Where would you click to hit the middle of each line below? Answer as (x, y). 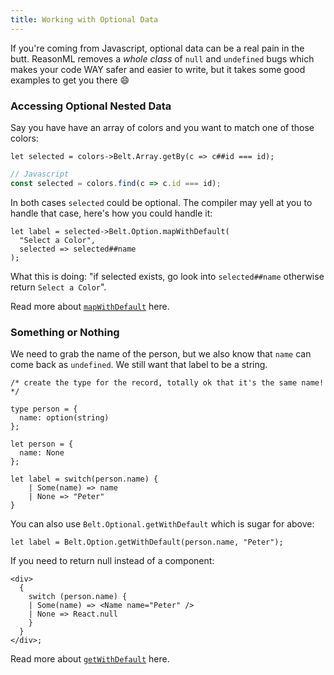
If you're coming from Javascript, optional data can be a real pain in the (157, 48)
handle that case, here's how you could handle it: (111, 213)
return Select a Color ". (58, 287)
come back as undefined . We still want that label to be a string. (139, 364)
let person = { (42, 444)
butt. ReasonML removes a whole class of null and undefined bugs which (162, 58)
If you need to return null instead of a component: (112, 560)
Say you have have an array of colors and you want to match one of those (162, 127)
